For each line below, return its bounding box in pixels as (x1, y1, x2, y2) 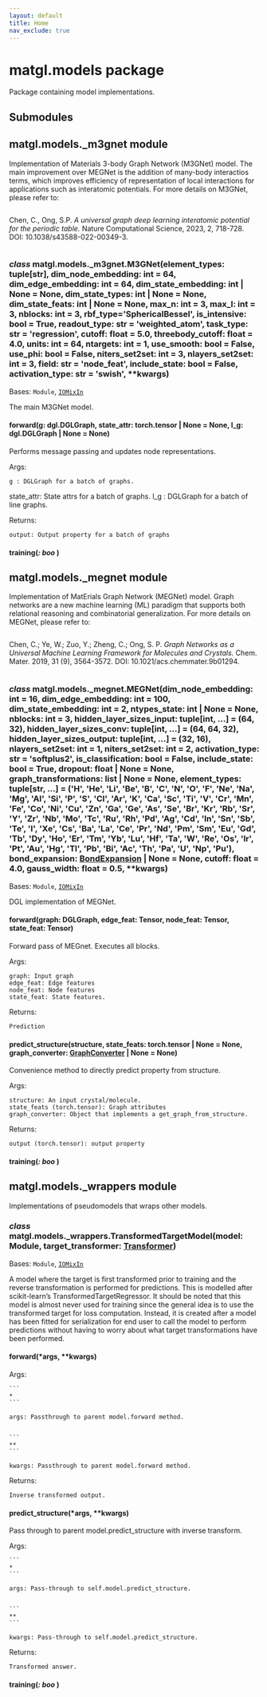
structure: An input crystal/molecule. (9, 1096, 142, 1105)
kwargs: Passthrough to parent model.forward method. (9, 1462, 192, 1470)
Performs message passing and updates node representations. (9, 447, 216, 456)
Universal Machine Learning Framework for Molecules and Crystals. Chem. (9, 648, 257, 658)
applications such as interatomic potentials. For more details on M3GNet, (9, 184, 249, 194)
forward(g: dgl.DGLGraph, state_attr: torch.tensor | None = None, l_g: (9, 420, 244, 430)
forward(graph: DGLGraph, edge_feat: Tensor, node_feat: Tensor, (9, 915, 230, 925)
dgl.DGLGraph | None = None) (9, 428, 110, 439)
